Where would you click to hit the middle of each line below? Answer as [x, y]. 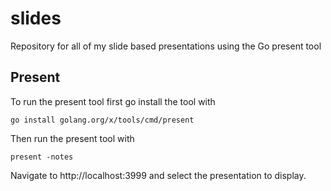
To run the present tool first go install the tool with [113, 101]
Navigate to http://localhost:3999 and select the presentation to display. [158, 175]
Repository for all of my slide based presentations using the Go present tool [166, 46]
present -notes [42, 157]
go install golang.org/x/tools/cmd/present [102, 120]
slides [36, 18]
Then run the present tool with [72, 138]
